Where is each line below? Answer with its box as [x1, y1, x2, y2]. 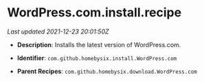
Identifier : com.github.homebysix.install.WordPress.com [16, 53, 177, 62]
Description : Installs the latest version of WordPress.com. [16, 40, 181, 49]
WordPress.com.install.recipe [7, 5, 182, 20]
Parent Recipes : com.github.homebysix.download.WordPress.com [16, 67, 197, 75]
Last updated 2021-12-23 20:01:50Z [7, 27, 109, 36]
